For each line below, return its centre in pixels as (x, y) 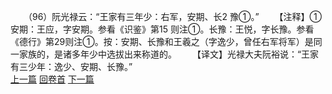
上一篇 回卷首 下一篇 (52, 79)
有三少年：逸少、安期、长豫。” (71, 66)
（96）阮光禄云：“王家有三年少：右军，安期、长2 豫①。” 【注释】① (175, 16)
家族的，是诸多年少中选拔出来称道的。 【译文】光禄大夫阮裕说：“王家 (169, 54)
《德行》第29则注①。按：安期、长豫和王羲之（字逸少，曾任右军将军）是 (162, 41)
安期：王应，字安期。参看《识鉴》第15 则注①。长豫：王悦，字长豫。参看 (162, 29)
